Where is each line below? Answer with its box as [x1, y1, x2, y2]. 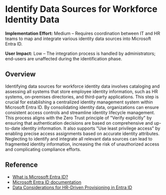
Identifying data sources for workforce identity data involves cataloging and [5, 83, 160, 89]
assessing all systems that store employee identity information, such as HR [5, 88, 158, 95]
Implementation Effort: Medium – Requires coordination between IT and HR [5, 30, 160, 36]
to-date [5, 125, 21, 131]
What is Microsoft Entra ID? [12, 174, 68, 180]
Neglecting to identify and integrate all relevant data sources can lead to [5, 136, 153, 142]
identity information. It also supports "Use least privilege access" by [21, 125, 161, 131]
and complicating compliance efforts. [5, 146, 81, 152]
